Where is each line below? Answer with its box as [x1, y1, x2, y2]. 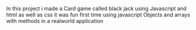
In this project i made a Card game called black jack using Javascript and [6, 5, 187, 12]
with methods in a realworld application [6, 18, 104, 24]
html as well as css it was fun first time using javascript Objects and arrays [6, 11, 191, 18]
